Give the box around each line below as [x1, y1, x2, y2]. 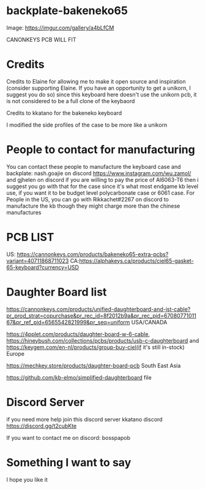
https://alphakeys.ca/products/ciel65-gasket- [79, 257, 194, 264]
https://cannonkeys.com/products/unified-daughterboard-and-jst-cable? [6, 305, 191, 313]
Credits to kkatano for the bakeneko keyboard [6, 109, 122, 117]
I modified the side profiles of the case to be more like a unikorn [6, 121, 168, 128]
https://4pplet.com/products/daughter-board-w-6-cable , [6, 330, 150, 338]
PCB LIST [6, 230, 54, 244]
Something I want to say [6, 455, 132, 469]
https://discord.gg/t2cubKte [6, 422, 77, 429]
